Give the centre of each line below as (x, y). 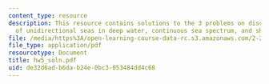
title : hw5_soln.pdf (43, 61)
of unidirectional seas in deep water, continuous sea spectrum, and (134, 30)
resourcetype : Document (48, 53)
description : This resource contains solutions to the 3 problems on (127, 23)
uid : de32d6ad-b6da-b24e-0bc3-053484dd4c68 (82, 68)
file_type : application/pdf (55, 46)
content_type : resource (48, 16)
